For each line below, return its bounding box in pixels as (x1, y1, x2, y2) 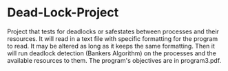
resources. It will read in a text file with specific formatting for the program (7, 34, 218, 42)
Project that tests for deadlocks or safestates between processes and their (7, 27, 219, 35)
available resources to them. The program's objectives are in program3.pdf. (7, 56, 222, 64)
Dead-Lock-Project (7, 5, 119, 20)
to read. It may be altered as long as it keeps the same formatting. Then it (7, 42, 216, 50)
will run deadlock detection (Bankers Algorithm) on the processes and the (7, 49, 217, 57)
